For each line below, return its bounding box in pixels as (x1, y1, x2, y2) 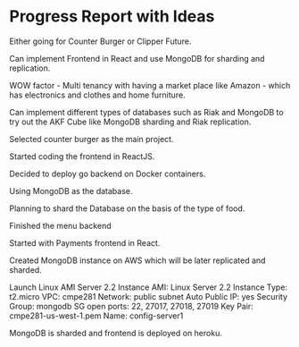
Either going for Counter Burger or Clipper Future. (9, 36, 192, 47)
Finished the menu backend (9, 220, 112, 231)
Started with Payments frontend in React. (9, 237, 161, 248)
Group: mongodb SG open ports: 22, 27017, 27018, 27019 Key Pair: (9, 300, 254, 311)
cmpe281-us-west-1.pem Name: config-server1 (9, 310, 184, 321)
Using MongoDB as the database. (9, 185, 133, 196)
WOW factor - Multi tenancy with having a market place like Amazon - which (9, 80, 291, 90)
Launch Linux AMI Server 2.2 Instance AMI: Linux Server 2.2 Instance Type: (9, 282, 288, 292)
